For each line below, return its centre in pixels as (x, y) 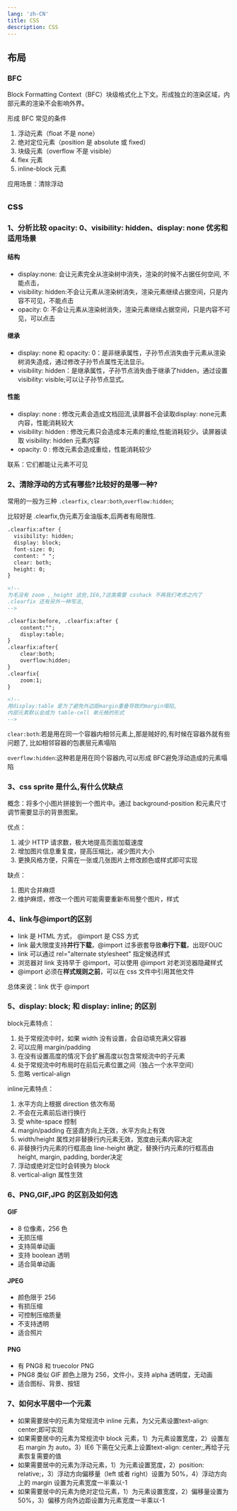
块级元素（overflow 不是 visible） (66, 151)
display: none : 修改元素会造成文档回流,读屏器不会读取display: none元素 (122, 414)
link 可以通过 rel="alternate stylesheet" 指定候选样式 (94, 954)
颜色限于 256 (37, 1297)
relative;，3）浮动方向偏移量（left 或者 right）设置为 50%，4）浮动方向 (122, 1473)
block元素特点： (31, 1023)
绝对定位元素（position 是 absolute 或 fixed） (83, 142)
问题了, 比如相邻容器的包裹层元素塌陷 (62, 742)
